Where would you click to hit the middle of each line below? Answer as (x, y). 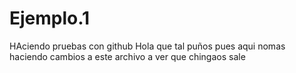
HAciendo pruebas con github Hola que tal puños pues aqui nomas (147, 46)
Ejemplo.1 (50, 18)
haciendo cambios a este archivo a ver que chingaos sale (127, 56)
